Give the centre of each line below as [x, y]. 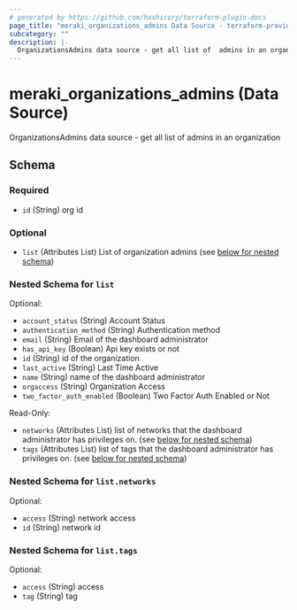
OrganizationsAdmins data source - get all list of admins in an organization [145, 137]
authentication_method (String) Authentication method [121, 330]
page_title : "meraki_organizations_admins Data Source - [116, 26]
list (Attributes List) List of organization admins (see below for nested [150, 252]
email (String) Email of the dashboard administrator [115, 340]
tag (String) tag [49, 596]
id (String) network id [61, 527]
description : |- [39, 42]
